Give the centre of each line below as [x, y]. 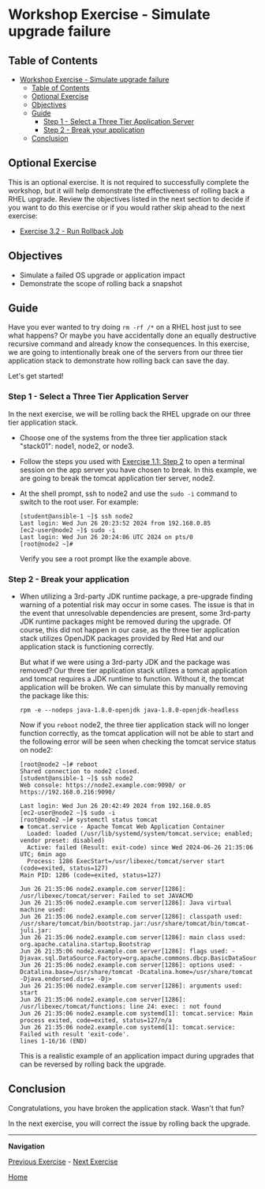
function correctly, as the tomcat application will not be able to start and [136, 734]
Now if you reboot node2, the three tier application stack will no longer [134, 725]
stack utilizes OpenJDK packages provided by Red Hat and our [122, 639]
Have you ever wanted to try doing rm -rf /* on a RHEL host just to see [125, 327]
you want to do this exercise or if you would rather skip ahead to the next [127, 207]
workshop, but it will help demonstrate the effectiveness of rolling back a [127, 191]
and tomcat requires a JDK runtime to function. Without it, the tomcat [132, 679]
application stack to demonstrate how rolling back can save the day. [119, 360]
